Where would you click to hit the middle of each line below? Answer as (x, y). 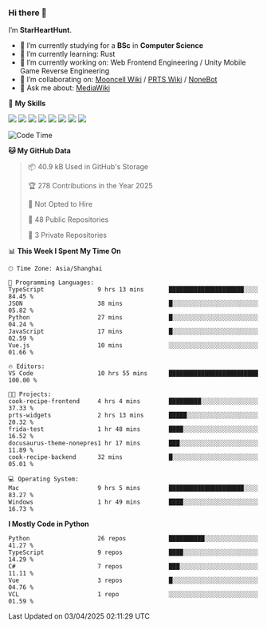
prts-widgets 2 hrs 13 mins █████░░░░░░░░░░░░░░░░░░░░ (133, 415)
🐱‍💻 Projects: (30, 394)
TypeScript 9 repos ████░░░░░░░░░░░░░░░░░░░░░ (133, 553)
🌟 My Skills (27, 104)
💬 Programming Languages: (51, 283)
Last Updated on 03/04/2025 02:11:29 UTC (79, 616)
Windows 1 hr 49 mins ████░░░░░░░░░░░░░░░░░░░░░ (133, 502)
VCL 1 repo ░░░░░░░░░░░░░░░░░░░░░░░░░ (133, 595)
